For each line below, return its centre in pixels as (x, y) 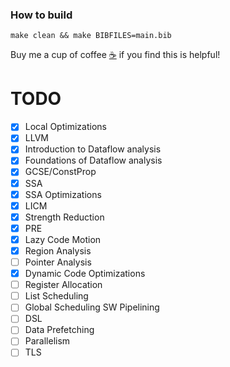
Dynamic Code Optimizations (85, 274)
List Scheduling (56, 296)
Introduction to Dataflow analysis (93, 149)
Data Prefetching (59, 330)
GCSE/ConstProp (60, 172)
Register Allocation (63, 285)
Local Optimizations (65, 127)
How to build (41, 15)
